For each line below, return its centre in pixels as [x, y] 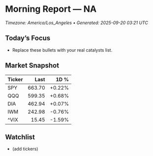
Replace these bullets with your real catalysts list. [62, 50]
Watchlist [20, 137]
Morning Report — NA [51, 9]
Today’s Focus [28, 38]
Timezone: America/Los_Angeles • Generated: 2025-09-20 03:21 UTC [77, 23]
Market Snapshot [32, 66]
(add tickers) [25, 149]
